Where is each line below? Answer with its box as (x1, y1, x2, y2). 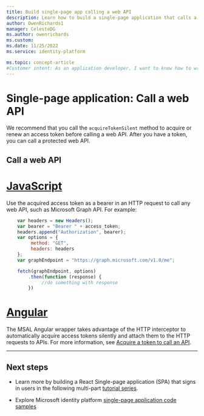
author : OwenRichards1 (6, 20, 64, 26)
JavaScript (6, 179, 63, 193)
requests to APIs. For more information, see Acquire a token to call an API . (6, 339, 192, 346)
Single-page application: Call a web (6, 91, 189, 105)
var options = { (17, 235, 59, 241)
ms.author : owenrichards (6, 32, 69, 38)
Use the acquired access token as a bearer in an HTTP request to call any (6, 199, 191, 207)
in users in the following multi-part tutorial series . (15, 384, 138, 392)
